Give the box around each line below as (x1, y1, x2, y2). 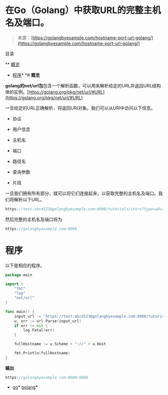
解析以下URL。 (13, 196, 45, 202)
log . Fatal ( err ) (23, 328, 55, 333)
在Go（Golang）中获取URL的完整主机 (5, 5, 161, 16)
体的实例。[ (5, 89, 29, 95)
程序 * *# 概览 (12, 72, 40, 78)
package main (5, 272, 32, 278)
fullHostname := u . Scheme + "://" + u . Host (14, 342, 106, 347)
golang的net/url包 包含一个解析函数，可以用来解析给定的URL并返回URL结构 (5, 82, 161, 88)
